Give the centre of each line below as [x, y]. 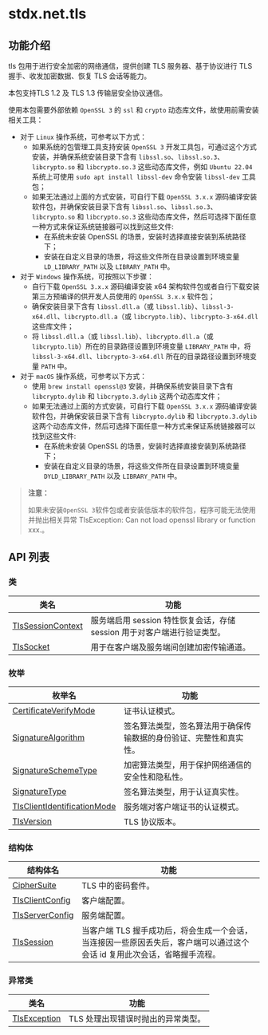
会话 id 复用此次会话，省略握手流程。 [151, 954]
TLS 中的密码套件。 [118, 886]
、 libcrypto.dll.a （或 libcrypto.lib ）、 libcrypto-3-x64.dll [158, 316]
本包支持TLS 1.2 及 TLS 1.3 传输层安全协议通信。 [88, 93]
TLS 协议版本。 [152, 821]
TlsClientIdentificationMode [64, 806]
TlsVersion [32, 821]
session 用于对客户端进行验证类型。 [158, 632]
